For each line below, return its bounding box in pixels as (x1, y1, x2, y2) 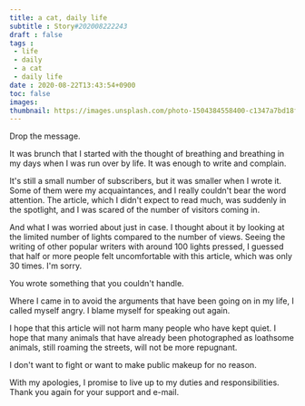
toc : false (9, 89, 51, 98)
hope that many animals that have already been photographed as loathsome (9, 333, 295, 343)
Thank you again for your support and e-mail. (9, 387, 180, 398)
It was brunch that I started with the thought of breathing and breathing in (9, 149, 285, 159)
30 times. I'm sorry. (9, 260, 83, 272)
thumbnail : (9, 106, 51, 115)
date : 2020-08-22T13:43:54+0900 (9, 81, 136, 90)
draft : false (9, 30, 64, 39)
